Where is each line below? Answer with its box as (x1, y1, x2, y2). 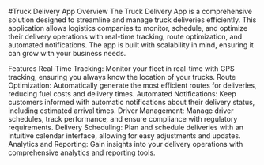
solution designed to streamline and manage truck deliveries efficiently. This (8, 15, 257, 24)
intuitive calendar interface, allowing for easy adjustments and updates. (8, 131, 241, 141)
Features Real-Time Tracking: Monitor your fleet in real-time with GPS (8, 64, 235, 73)
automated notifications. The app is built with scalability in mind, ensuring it (8, 40, 255, 50)
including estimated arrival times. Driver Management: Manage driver (8, 106, 234, 115)
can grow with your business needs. (8, 49, 126, 58)
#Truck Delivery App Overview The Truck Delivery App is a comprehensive (8, 7, 253, 16)
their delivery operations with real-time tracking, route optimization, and (8, 32, 243, 41)
